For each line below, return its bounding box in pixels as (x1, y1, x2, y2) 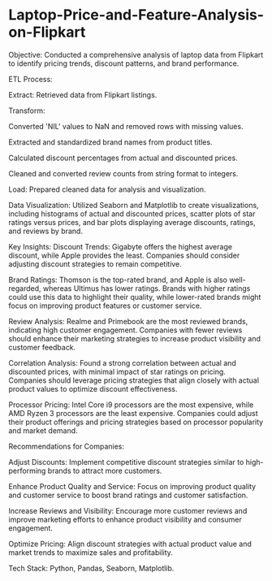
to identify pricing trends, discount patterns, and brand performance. (8, 59, 240, 68)
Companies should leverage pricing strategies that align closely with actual (8, 375, 260, 385)
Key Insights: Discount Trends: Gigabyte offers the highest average (8, 241, 233, 251)
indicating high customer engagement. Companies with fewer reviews (8, 325, 243, 335)
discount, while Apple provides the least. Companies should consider (8, 250, 240, 260)
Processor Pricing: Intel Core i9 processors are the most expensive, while (8, 400, 254, 410)
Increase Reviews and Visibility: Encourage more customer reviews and (8, 505, 248, 515)
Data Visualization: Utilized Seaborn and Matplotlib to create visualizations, (8, 200, 259, 210)
